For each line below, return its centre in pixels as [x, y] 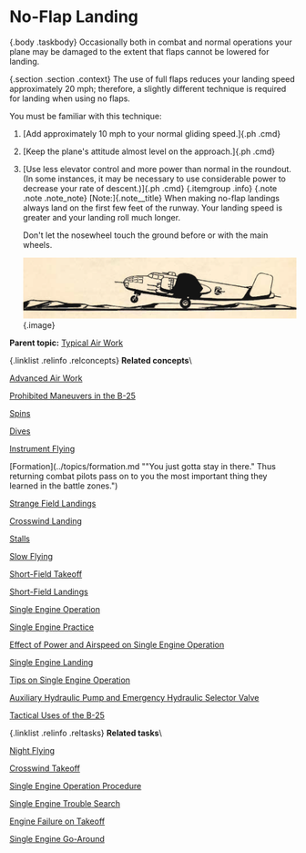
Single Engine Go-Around [57, 839]
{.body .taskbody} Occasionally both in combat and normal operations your [151, 42]
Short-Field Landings [49, 592]
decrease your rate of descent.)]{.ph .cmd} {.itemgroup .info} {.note [150, 188]
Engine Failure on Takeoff [57, 821]
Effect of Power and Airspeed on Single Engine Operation [117, 645]
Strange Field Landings [53, 504]
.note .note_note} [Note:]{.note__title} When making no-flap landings [151, 198]
